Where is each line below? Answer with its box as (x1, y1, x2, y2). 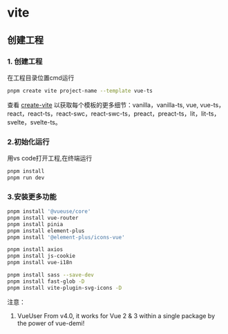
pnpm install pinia (7, 221, 64, 228)
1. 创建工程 (7, 57, 43, 66)
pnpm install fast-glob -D (7, 278, 85, 285)
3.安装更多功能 (7, 192, 57, 201)
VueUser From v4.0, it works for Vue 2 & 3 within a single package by (17, 311, 216, 319)
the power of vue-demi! (17, 319, 85, 327)
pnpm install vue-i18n (7, 259, 73, 266)
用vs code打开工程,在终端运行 (7, 154, 93, 163)
